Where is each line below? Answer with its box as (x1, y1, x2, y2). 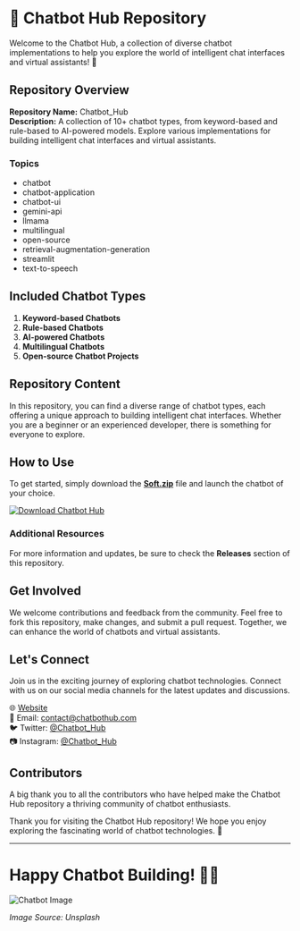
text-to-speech (21, 263, 79, 274)
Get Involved (9, 583, 82, 598)
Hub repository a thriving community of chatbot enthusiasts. (9, 799, 231, 809)
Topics (9, 157, 40, 169)
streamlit (21, 254, 55, 265)
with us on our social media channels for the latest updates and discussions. (9, 685, 290, 696)
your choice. (9, 487, 55, 499)
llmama (21, 216, 49, 226)
